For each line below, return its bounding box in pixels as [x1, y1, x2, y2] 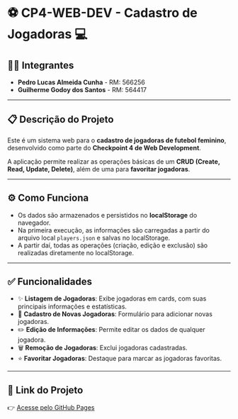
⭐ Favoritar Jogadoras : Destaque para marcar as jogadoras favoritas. [17, 354, 222, 363]
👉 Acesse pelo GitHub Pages [7, 403, 95, 412]
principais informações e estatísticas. [17, 302, 127, 311]
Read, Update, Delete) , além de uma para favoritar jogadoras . [7, 164, 191, 173]
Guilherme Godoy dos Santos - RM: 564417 [17, 86, 147, 94]
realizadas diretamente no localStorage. [17, 248, 135, 257]
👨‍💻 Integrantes [7, 59, 74, 71]
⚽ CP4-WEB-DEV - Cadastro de [7, 5, 198, 21]
